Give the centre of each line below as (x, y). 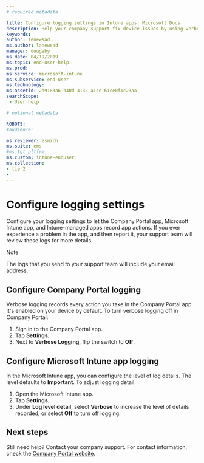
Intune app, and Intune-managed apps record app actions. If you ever (93, 228)
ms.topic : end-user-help (38, 62)
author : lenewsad (28, 40)
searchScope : (23, 97)
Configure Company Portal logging (74, 290)
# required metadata (32, 12)
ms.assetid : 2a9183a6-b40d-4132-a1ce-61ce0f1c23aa (72, 91)
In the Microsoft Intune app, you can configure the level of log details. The (99, 376)
